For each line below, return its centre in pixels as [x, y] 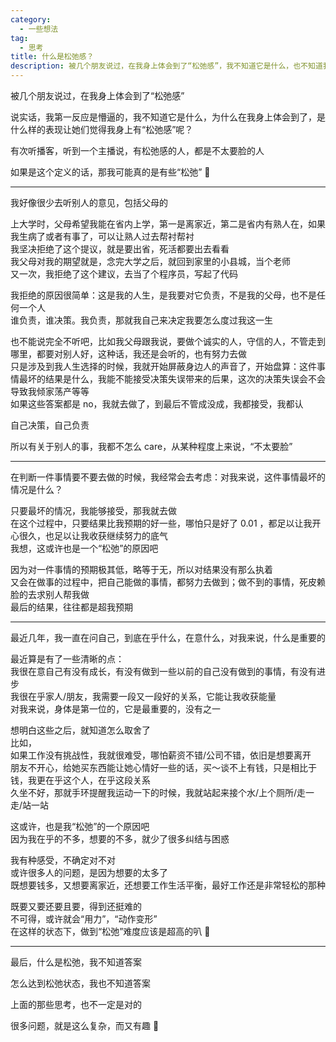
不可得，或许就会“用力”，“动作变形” [84, 919]
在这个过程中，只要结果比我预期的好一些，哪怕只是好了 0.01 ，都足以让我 [161, 523]
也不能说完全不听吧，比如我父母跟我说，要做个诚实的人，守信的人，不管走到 [168, 341]
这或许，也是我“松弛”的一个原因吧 [80, 826]
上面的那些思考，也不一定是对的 [76, 1004]
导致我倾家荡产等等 [50, 391]
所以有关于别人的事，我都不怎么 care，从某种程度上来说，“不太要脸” [151, 446]
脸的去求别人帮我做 [50, 594]
